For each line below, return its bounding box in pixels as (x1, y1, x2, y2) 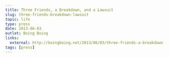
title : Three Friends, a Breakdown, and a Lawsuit (5, 7, 114, 13)
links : (5, 36, 19, 41)
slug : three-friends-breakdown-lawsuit (5, 12, 89, 17)
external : (10, 40, 30, 45)
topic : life (5, 17, 30, 22)
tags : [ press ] (5, 45, 35, 50)
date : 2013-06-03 (5, 26, 42, 31)
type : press (5, 21, 30, 27)
